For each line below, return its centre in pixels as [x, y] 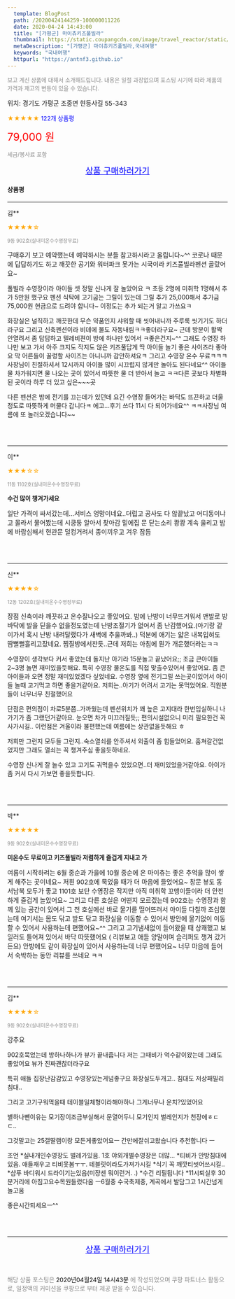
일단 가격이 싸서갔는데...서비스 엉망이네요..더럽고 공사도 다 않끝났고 [101, 513]
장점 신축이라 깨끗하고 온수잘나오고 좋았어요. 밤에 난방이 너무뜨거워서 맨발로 [114, 616]
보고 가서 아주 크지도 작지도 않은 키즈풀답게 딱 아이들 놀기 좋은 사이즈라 [117, 346]
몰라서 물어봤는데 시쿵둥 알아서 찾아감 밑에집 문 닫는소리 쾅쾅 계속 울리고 [116, 523]
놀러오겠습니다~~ [51, 414]
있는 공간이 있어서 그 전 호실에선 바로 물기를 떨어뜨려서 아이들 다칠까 [111, 909]
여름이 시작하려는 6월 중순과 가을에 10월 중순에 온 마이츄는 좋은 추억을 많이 [112, 873]
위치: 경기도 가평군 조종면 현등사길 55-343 [67, 103]
